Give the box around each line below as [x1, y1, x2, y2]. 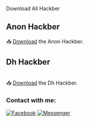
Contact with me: [6, 96, 56, 104]
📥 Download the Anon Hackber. [6, 38, 84, 45]
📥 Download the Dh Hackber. [6, 79, 78, 86]
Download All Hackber [6, 5, 60, 12]
